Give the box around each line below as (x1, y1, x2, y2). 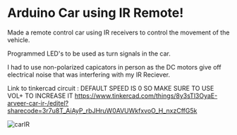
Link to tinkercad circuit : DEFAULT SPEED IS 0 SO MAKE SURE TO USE (7, 84, 214, 92)
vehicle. (7, 35, 30, 44)
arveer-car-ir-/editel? (7, 98, 69, 107)
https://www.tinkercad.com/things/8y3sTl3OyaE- (74, 91, 218, 100)
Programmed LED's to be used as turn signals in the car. (7, 49, 171, 58)
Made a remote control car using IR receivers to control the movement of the (7, 28, 230, 37)
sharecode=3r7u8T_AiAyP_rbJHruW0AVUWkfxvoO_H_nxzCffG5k (7, 106, 197, 115)
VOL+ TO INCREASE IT (7, 91, 73, 100)
